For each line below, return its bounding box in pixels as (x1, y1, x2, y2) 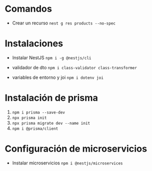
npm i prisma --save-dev (12, 110, 65, 115)
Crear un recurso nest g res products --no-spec (12, 20, 116, 26)
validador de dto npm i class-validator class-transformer (12, 64, 137, 70)
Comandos (5, 3, 52, 15)
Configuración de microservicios (5, 143, 147, 154)
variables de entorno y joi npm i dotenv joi (12, 74, 104, 80)
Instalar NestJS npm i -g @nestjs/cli (12, 54, 91, 61)
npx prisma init (12, 115, 47, 120)
